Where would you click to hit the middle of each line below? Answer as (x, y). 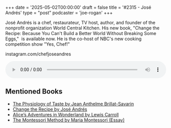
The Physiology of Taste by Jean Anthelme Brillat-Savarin (73, 104)
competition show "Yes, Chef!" (38, 44)
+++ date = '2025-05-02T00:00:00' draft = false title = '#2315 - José (78, 7)
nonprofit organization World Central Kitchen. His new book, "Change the (82, 28)
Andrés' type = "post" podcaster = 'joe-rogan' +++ (59, 13)
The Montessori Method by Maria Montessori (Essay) (69, 120)
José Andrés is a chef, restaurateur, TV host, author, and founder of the (80, 23)
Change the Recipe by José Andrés (50, 109)
